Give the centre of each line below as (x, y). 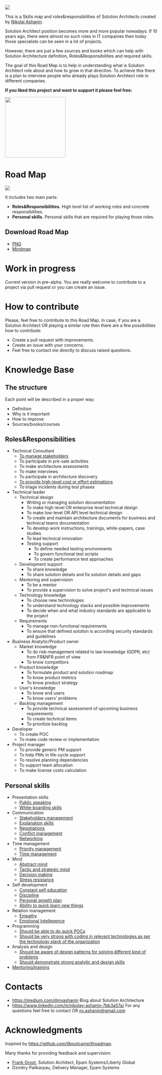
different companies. (26, 81)
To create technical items (52, 719)
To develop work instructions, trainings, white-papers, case (86, 528)
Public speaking (35, 802)
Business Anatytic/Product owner (45, 642)
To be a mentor (42, 585)
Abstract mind (33, 864)
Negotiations (32, 828)
